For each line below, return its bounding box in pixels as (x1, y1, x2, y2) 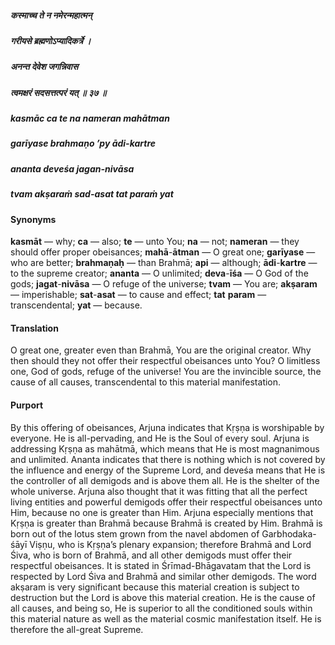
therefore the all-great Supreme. (10, 623, 144, 635)
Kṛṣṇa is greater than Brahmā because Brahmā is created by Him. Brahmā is (10, 517, 323, 529)
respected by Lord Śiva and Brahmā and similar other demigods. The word (10, 570, 317, 582)
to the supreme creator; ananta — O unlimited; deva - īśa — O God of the (10, 267, 309, 280)
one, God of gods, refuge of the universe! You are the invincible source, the (10, 366, 322, 378)
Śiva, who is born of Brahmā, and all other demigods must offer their (10, 549, 293, 561)
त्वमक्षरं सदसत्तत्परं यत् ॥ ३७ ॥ (10, 86, 107, 98)
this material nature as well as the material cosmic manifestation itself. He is (10, 612, 322, 625)
